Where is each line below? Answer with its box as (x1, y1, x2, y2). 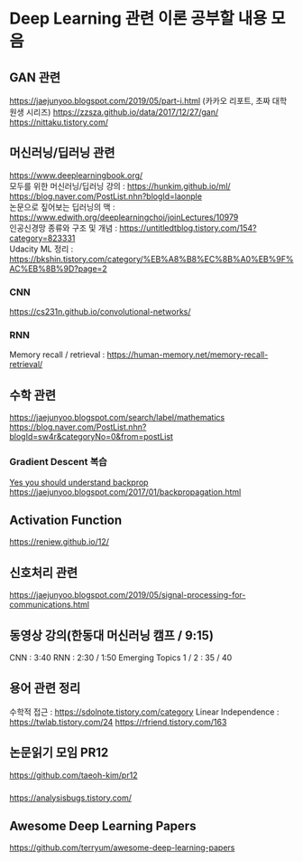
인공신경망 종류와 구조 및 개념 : (9, 223, 118, 233)
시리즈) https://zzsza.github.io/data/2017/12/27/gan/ (25, 107, 219, 118)
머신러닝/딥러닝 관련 (9, 146, 115, 161)
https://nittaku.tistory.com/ (9, 117, 108, 128)
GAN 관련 (9, 70, 61, 85)
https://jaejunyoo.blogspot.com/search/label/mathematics (9, 412, 225, 423)
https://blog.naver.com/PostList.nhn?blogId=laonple (9, 191, 203, 202)
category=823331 (9, 232, 76, 243)
